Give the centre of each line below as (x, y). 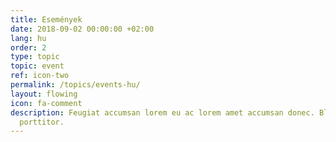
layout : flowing (44, 94)
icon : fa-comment (46, 103)
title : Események (46, 19)
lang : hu (28, 38)
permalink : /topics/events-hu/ (75, 85)
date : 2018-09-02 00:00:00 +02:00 (82, 29)
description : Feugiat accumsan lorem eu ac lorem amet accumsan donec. (162, 112)
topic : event (37, 66)
